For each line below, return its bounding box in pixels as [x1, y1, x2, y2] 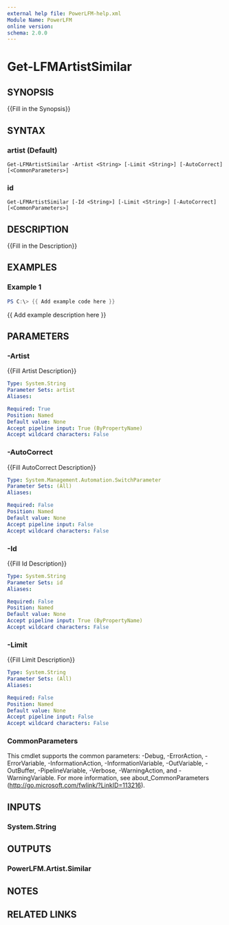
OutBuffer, [7, 766, 36, 775]
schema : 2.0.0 [7, 29, 48, 37]
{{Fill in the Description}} [7, 242, 78, 250]
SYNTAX [7, 125, 46, 137]
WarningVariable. [7, 774, 56, 782]
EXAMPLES [7, 261, 57, 273]
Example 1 [7, 282, 42, 292]
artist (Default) [7, 146, 58, 155]
